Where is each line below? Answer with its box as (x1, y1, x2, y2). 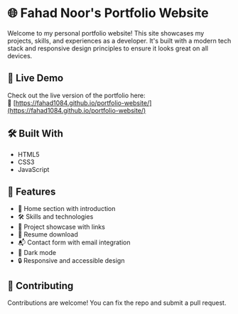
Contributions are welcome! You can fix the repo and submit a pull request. (7, 298, 227, 307)
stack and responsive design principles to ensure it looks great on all (7, 44, 208, 53)
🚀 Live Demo (7, 72, 64, 85)
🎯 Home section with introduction (17, 205, 116, 213)
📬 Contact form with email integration (17, 238, 131, 247)
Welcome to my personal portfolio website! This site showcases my (7, 28, 205, 37)
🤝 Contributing (7, 279, 74, 292)
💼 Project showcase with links (17, 222, 105, 232)
